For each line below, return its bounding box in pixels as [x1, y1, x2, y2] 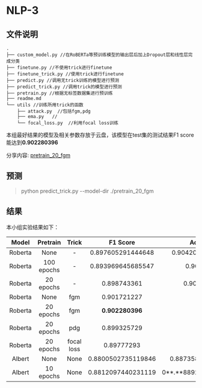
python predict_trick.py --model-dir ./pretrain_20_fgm [20, 187, 155, 195]
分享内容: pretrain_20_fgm [6, 152, 71, 158]
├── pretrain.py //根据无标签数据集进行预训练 [6, 90, 113, 96]
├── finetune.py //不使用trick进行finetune [6, 64, 112, 70]
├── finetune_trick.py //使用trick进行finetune [6, 71, 124, 77]
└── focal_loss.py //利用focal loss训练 [17, 120, 119, 126]
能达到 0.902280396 [6, 139, 58, 146]
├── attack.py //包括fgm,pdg [17, 108, 91, 114]
